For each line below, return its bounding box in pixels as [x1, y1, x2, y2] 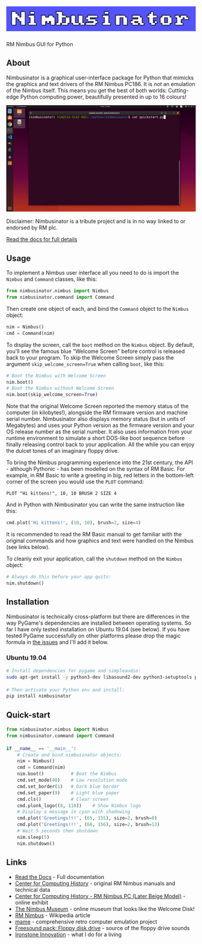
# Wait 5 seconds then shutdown [17, 828, 98, 834]
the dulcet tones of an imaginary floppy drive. [6, 447, 119, 455]
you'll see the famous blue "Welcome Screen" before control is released [6, 348, 185, 355]
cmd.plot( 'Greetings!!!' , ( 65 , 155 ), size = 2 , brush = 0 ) [17, 815, 158, 821]
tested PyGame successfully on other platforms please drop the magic [6, 632, 182, 639]
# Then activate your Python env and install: [6, 687, 125, 693]
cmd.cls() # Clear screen [17, 796, 109, 802]
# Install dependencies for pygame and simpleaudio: [6, 667, 141, 673]
